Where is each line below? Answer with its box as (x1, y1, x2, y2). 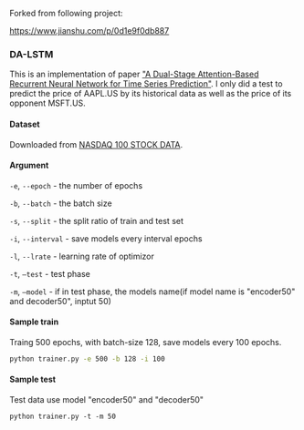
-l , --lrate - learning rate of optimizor (9, 251, 155, 261)
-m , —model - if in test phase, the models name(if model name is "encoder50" (9, 286, 296, 297)
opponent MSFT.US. (9, 97, 87, 108)
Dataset (9, 118, 40, 129)
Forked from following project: (9, 8, 123, 18)
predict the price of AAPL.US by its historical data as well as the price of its (9, 88, 292, 99)
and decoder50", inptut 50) (9, 295, 112, 306)
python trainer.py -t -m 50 (9, 412, 117, 421)
